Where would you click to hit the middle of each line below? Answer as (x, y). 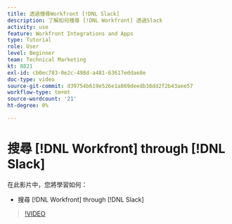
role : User (23, 46)
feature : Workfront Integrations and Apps (70, 33)
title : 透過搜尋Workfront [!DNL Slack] (64, 14)
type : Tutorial (30, 40)
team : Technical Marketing (47, 60)
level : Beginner (31, 54)
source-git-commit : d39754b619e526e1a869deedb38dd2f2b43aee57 (100, 86)
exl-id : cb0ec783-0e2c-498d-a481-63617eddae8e (77, 73)
